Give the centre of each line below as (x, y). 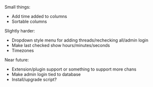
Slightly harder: (20, 31)
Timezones (23, 51)
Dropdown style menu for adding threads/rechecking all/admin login (80, 40)
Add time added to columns (39, 16)
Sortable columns (29, 22)
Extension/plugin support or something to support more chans (74, 69)
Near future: (17, 60)
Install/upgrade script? (34, 80)
